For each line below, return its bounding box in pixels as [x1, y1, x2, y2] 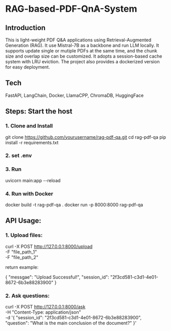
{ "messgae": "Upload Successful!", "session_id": [5, 274, 110, 280]
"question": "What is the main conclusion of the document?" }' [5, 320, 137, 326]
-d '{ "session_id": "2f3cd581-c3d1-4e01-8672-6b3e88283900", [5, 315, 142, 320]
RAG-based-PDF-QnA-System [5, 3, 137, 15]
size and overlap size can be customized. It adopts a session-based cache [5, 53, 162, 59]
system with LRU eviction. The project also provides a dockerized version [5, 59, 160, 64]
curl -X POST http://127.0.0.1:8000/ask [5, 304, 86, 310]
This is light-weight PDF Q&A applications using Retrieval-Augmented [5, 37, 152, 43]
